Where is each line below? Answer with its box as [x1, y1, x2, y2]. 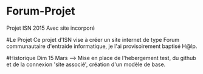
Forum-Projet [6, 4, 75, 18]
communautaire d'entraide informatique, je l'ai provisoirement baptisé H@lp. [6, 42, 198, 50]
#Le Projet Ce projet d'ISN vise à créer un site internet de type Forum [6, 36, 180, 43]
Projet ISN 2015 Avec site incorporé [6, 24, 95, 32]
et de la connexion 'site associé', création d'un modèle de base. [6, 61, 166, 68]
